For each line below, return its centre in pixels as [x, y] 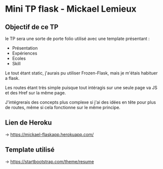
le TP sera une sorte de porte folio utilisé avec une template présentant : [77, 38]
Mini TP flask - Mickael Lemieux [71, 9]
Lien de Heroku [28, 123]
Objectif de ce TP [32, 27]
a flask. [12, 78]
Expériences [25, 53]
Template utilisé [30, 150]
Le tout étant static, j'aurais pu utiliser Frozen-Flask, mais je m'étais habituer [81, 73]
